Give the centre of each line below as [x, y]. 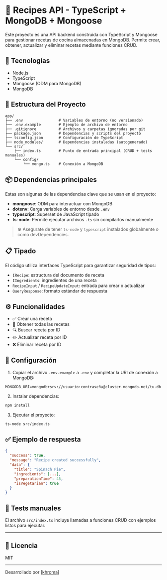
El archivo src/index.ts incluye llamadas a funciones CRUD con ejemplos [81, 520]
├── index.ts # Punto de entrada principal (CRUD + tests [83, 151]
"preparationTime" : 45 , [39, 479]
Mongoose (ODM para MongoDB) [47, 83]
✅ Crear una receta [32, 319]
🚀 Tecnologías [28, 61]
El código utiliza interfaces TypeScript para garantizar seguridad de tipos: [81, 266]
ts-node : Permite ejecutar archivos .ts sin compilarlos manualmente [83, 220]
